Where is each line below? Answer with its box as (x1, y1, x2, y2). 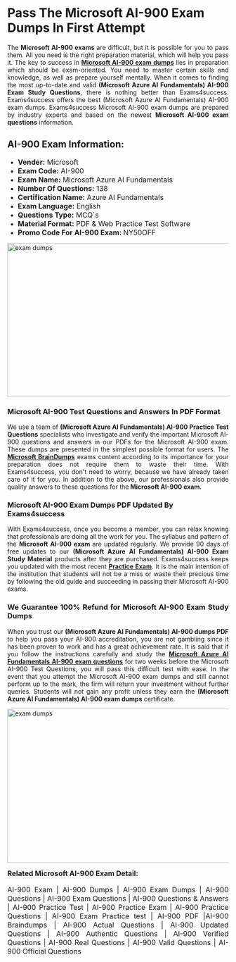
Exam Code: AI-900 (17, 165, 84, 175)
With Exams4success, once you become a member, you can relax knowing (7, 525, 229, 533)
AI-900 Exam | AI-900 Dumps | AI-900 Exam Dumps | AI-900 (7, 885, 229, 894)
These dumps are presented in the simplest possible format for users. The (7, 445, 229, 454)
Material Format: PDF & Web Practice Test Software (17, 218, 191, 228)
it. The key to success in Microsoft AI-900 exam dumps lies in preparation (7, 58, 229, 66)
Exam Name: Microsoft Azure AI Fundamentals (17, 175, 173, 185)
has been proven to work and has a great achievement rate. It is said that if (7, 642, 229, 651)
